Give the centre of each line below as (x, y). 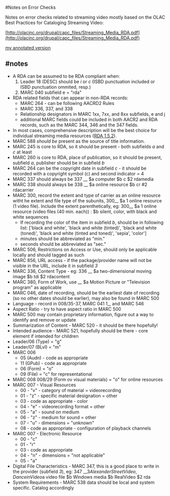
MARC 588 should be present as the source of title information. (79, 141)
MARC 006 (24, 352)
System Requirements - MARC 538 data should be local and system (83, 482)
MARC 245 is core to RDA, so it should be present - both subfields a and (88, 146)
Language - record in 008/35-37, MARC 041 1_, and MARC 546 (78, 303)
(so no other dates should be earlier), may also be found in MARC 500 (86, 298)
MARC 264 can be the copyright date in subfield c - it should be (79, 168)
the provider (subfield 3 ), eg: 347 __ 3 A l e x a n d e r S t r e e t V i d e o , (75, 472)
